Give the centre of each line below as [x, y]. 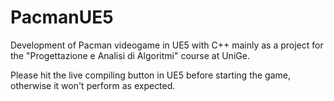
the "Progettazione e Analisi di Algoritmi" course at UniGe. [130, 55]
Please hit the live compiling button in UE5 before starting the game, [151, 75]
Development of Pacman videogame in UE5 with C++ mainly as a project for [167, 45]
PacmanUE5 [62, 17]
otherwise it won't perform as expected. [93, 85]
